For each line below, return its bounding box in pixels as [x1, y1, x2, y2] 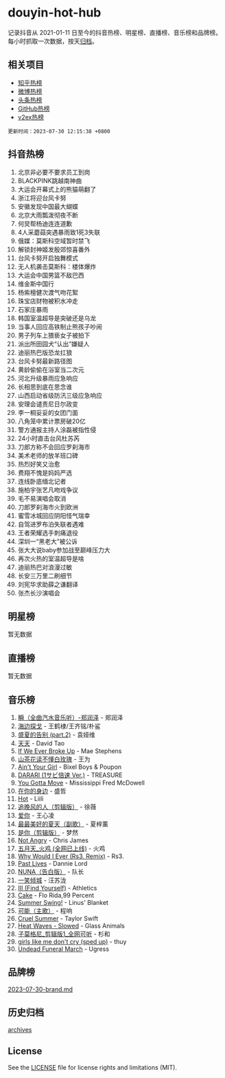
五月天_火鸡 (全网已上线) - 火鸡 [17, 844, 106, 853]
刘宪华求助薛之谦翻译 [17, 580, 78, 588]
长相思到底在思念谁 [17, 383, 73, 391]
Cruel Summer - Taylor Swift [17, 914, 99, 922]
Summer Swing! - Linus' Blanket [17, 899, 109, 906]
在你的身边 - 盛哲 [17, 787, 67, 795]
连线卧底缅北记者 [17, 477, 67, 485]
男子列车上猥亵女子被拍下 [17, 331, 91, 339]
